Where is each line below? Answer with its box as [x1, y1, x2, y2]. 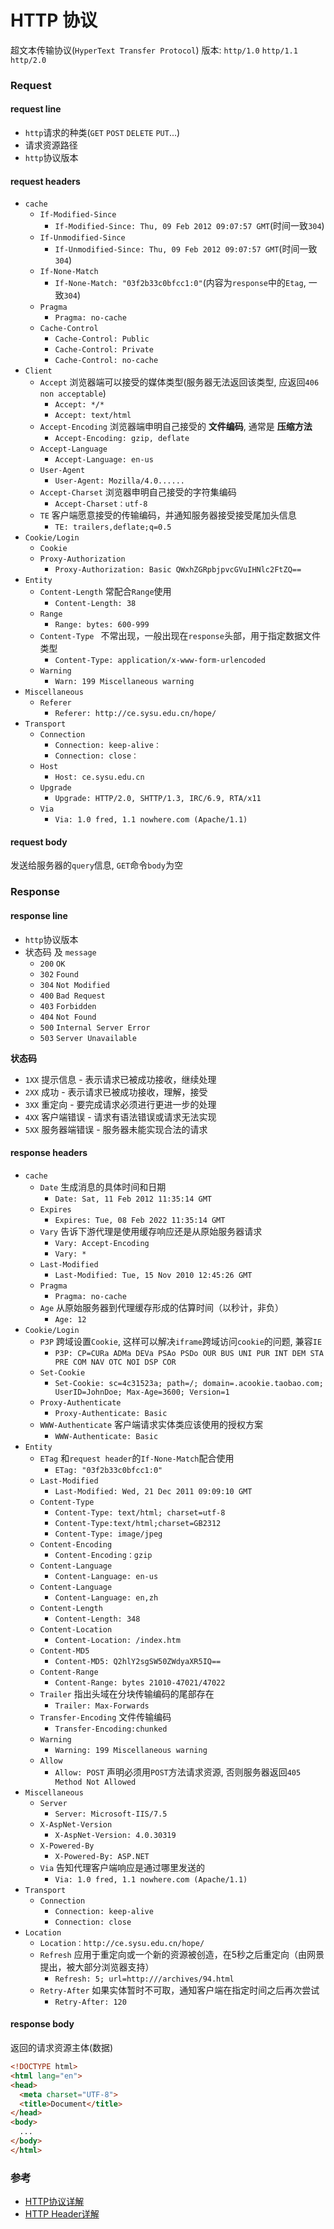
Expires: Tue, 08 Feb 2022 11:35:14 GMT [54, 1215, 226, 1225]
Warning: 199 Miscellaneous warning [54, 1745, 208, 1755]
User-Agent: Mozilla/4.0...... [54, 476, 185, 486]
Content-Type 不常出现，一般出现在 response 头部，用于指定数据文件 [39, 630, 321, 642]
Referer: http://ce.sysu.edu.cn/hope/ [54, 709, 217, 719]
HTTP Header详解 [24, 2208, 100, 2220]
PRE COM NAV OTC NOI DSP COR [54, 1357, 177, 1367]
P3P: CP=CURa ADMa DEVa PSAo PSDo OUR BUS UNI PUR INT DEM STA [54, 1348, 324, 1358]
